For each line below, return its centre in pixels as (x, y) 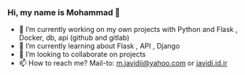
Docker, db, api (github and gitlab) (74, 37)
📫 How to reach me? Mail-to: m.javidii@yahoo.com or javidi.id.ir (123, 63)
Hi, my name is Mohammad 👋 (64, 12)
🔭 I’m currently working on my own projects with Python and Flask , (128, 30)
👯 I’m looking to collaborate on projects (82, 55)
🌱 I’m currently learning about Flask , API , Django (99, 46)
